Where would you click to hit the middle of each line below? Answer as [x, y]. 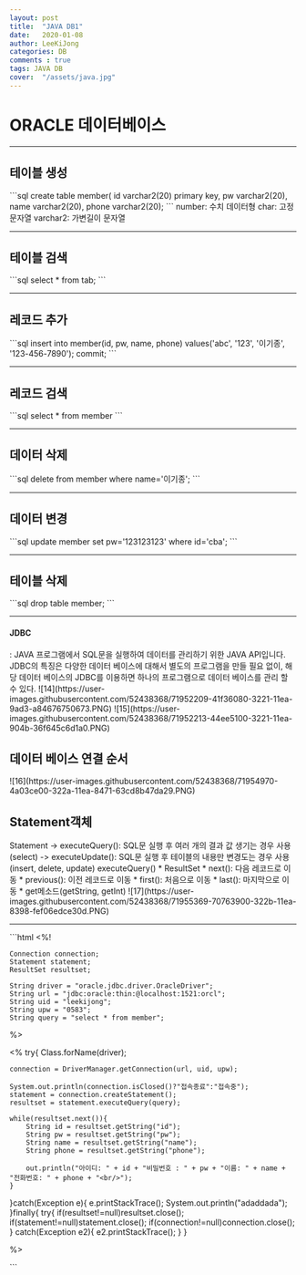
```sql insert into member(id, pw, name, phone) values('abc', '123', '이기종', [147, 344]
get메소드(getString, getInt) [76, 891]
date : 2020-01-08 [46, 35]
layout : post [34, 18]
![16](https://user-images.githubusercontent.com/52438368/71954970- [144, 782]
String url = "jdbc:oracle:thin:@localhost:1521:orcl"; [117, 994]
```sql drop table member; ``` [62, 604]
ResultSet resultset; [51, 970]
